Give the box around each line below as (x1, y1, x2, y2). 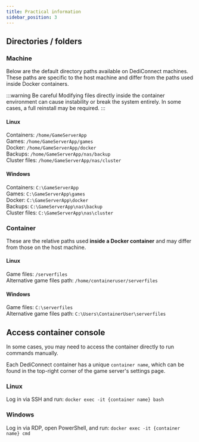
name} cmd (6, 430, 31, 437)
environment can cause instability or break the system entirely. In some (6, 98, 182, 105)
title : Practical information (6, 8, 82, 15)
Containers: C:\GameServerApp (6, 183, 79, 191)
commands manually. (6, 350, 58, 357)
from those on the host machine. (6, 244, 86, 251)
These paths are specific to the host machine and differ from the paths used (6, 74, 194, 81)
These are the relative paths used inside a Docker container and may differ (6, 237, 192, 244)
